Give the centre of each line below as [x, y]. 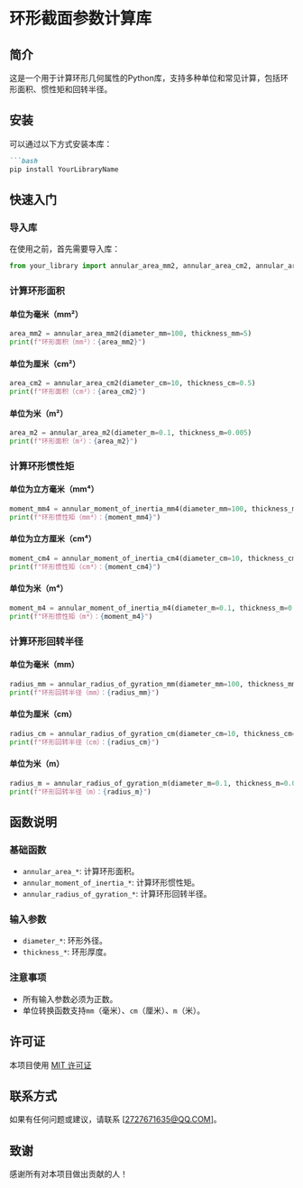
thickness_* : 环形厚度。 [67, 952]
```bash [24, 161]
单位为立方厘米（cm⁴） [53, 539]
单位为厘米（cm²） [45, 364]
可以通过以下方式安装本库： [61, 143]
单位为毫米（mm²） [46, 314]
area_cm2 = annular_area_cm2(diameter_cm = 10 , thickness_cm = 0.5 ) [133, 383]
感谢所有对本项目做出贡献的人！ [69, 1174]
